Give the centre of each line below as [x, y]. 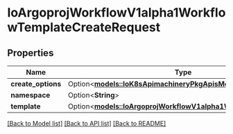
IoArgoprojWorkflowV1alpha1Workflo [116, 13]
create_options [36, 84]
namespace [31, 95]
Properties [31, 53]
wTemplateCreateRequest [84, 27]
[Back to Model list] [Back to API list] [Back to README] [87, 123]
